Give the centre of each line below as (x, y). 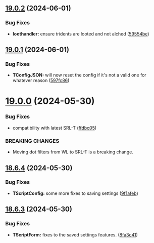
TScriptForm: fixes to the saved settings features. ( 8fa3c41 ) (75, 234)
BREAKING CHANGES (32, 141)
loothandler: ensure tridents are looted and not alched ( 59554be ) (81, 34)
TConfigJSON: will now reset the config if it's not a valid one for (79, 75)
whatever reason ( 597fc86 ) (41, 80)
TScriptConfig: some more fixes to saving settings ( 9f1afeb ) (75, 193)
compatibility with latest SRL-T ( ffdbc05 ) (55, 128)
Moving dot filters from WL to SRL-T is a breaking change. (73, 152)
